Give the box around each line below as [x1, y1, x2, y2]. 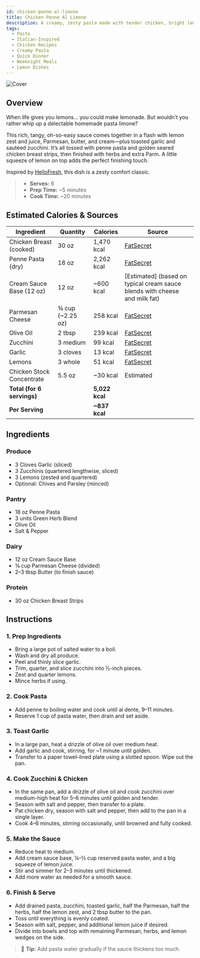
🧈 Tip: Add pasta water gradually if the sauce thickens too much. [20, 945, 180, 952]
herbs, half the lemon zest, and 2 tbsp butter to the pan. [14, 908, 152, 916]
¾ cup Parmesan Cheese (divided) [14, 562, 100, 570]
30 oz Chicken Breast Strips [14, 597, 84, 604]
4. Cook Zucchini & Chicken [6, 774, 88, 783]
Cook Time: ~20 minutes [29, 193, 91, 200]
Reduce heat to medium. [14, 848, 76, 855]
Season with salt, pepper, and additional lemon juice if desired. [14, 921, 169, 928]
